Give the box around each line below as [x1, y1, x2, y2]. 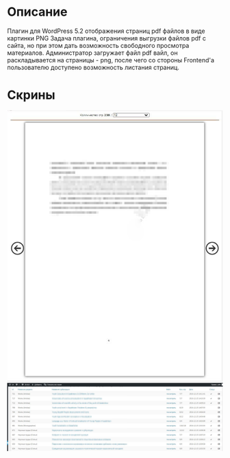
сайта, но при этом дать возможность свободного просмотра [7, 41, 190, 49]
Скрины [7, 87, 56, 103]
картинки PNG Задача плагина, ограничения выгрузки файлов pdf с [7, 34, 207, 42]
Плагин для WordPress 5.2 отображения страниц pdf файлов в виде [7, 27, 205, 35]
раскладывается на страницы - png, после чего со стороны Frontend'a [7, 56, 214, 64]
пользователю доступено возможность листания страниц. [7, 63, 180, 71]
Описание [7, 4, 68, 20]
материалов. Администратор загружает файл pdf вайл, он [7, 49, 178, 57]
